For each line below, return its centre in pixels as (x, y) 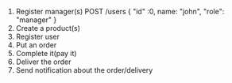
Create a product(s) (48, 28)
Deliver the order (43, 62)
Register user (38, 36)
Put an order (36, 45)
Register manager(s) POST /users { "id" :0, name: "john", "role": (120, 11)
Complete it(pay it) (46, 53)
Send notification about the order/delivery (84, 70)
